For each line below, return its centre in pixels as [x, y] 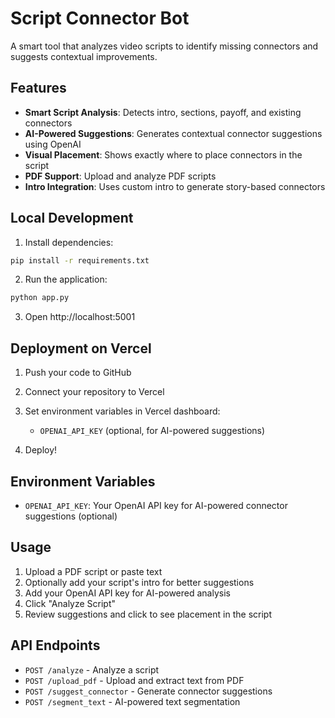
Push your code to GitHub [78, 373]
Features [38, 88]
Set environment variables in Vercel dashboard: [122, 411]
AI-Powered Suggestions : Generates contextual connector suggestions [173, 133]
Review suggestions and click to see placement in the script [148, 614]
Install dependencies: [69, 242]
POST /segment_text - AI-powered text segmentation [132, 701]
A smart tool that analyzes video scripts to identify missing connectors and [164, 46]
